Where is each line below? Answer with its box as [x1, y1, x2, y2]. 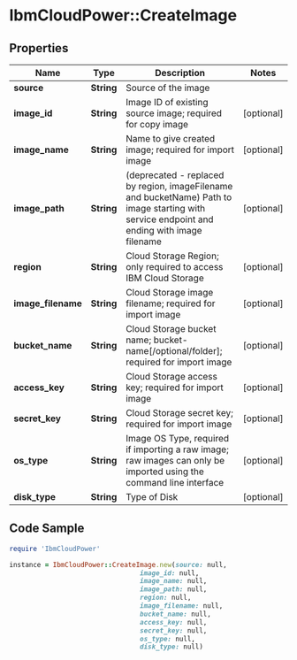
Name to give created [125, 133, 216, 144]
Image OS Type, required [125, 433, 230, 444]
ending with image [125, 225, 202, 236]
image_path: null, [140, 585, 208, 594]
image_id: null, [140, 568, 200, 578]
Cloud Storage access [125, 371, 218, 382]
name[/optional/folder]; [125, 345, 223, 357]
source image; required [125, 107, 223, 119]
